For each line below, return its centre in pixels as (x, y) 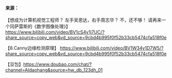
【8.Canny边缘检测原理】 (32, 48)
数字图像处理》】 (53, 27)
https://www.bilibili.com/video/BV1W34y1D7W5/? (112, 48)
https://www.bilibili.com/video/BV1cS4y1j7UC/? (55, 32)
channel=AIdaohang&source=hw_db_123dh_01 (54, 70)
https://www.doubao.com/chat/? (58, 64)
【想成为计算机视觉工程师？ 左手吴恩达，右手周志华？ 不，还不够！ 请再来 (83, 20)
